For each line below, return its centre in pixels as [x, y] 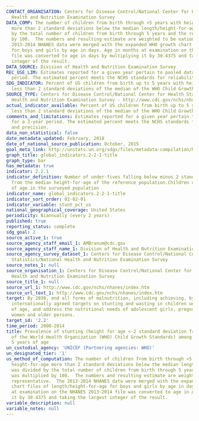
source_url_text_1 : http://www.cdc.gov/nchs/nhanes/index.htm [84, 293]
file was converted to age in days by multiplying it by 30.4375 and [99, 56]
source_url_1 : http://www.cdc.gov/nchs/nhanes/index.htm [78, 287]
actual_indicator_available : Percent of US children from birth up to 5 [98, 105]
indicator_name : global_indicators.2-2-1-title [66, 193]
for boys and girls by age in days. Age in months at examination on [99, 50]
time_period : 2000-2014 [36, 326]
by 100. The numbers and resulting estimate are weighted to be [94, 39]
